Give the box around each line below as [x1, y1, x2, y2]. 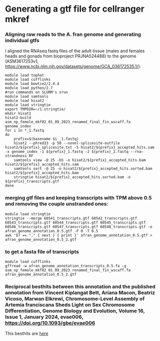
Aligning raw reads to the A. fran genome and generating [5, 31, 141, 38]
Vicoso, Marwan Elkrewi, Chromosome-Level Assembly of [5, 295, 145, 302]
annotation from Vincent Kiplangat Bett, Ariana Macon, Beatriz [5, 290, 156, 296]
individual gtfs [5, 37, 40, 44]
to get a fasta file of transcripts [5, 248, 79, 255]
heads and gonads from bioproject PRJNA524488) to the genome [5, 53, 137, 59]
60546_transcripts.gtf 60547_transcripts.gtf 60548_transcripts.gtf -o [5, 224, 152, 229]
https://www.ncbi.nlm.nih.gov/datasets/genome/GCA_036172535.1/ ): [5, 64, 141, 69]
